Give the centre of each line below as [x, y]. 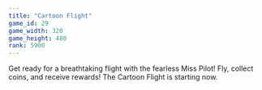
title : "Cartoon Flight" [50, 16]
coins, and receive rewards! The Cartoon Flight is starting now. [113, 77]
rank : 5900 [27, 46]
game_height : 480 [38, 38]
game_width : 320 [36, 31]
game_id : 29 [28, 23]
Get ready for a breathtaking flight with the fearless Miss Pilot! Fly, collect [131, 68]
